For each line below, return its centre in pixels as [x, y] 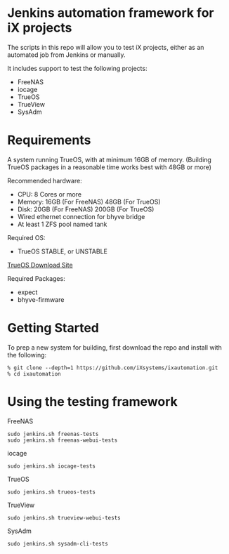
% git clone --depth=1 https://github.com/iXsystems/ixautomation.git [113, 368]
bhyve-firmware [41, 299]
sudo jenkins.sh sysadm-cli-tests [58, 543]
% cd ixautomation [34, 374]
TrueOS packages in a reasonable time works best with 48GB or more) [110, 167]
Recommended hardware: [45, 180]
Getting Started [53, 328]
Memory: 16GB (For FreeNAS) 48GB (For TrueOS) [89, 202]
